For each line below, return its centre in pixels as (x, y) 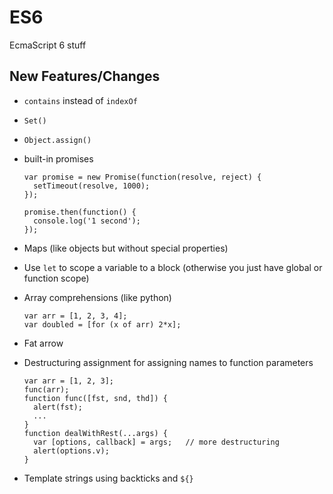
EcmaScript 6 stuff (48, 45)
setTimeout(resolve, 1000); (92, 186)
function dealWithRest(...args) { (95, 433)
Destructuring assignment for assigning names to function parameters (168, 362)
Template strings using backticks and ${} (108, 478)
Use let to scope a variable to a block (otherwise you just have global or (173, 267)
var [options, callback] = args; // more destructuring (156, 442)
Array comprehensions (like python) (97, 297)
